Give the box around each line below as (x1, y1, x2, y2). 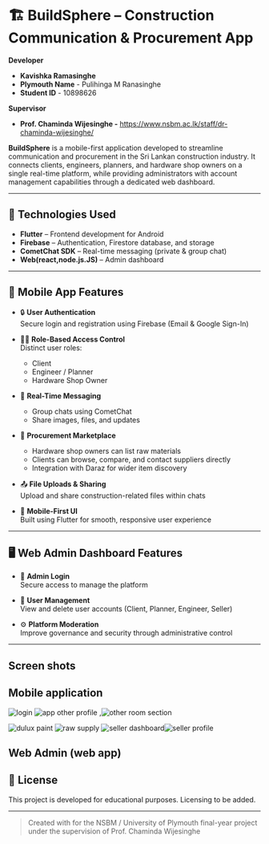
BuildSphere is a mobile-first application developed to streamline (8, 143, 223, 152)
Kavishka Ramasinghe (19, 71, 96, 80)
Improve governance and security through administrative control (19, 628, 233, 638)
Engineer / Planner (31, 366, 94, 377)
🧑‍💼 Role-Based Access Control (19, 334, 126, 344)
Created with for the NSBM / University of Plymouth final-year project (27, 818, 258, 827)
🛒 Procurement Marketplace (19, 430, 116, 440)
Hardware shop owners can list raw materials (31, 446, 182, 455)
